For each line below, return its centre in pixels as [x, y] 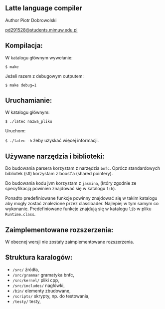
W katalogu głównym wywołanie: [39, 57]
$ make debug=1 [21, 85]
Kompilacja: [24, 46]
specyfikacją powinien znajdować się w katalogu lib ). [61, 189]
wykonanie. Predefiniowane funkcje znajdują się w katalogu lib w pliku [78, 209]
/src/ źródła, [26, 270]
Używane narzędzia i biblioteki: [55, 156]
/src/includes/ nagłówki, [38, 285]
